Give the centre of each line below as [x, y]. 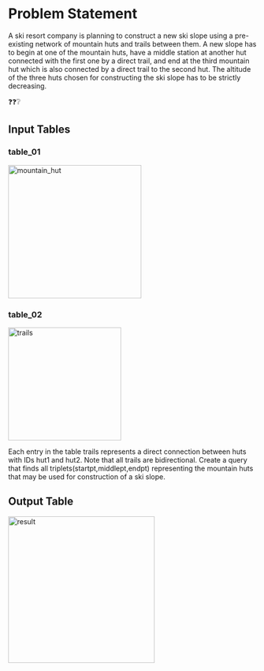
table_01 [24, 152]
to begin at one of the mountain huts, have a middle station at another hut [127, 52]
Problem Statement [73, 14]
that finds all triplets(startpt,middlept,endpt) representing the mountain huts [131, 468]
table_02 [25, 314]
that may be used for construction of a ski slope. [87, 476]
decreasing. [28, 86]
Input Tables [39, 130]
